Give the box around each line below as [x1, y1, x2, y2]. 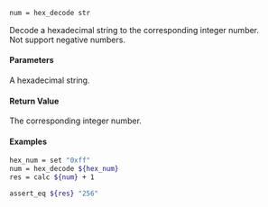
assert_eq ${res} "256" [9, 189, 99, 198]
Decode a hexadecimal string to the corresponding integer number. [9, 24, 260, 35]
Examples [9, 136, 48, 147]
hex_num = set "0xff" [9, 156, 91, 166]
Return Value [9, 95, 60, 106]
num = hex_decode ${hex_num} [9, 165, 119, 174]
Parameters [9, 55, 54, 66]
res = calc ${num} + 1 [9, 173, 95, 182]
